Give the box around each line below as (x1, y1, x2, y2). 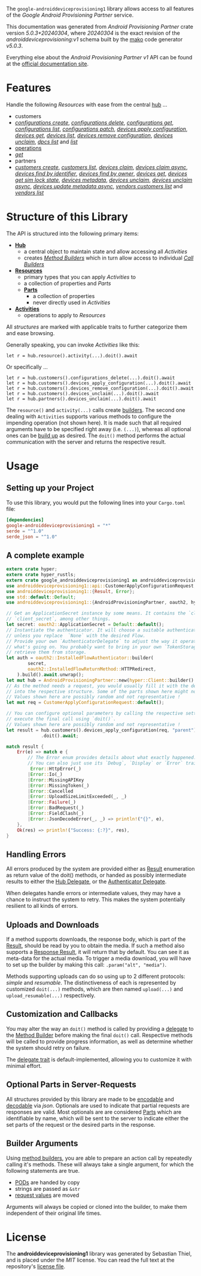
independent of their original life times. (6, 1209, 102, 1217)
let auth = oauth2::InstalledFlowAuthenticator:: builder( (6, 655, 154, 661)
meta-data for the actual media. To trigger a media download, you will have (6, 955, 191, 962)
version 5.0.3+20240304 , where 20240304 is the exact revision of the (6, 29, 181, 37)
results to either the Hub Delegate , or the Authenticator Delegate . (6, 878, 167, 885)
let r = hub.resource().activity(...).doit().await (6, 353, 138, 359)
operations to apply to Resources (23, 311, 106, 318)
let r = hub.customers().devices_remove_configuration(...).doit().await (6, 385, 194, 392)
